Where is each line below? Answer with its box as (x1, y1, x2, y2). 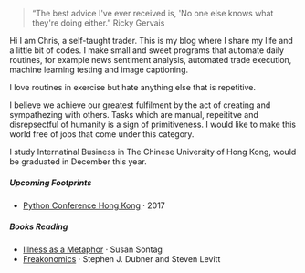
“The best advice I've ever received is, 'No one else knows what (31, 8, 274, 18)
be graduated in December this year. (9, 156, 148, 167)
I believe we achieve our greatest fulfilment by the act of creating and (9, 100, 271, 110)
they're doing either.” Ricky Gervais (31, 17, 165, 28)
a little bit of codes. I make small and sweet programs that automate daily (9, 45, 285, 56)
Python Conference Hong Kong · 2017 (22, 200, 166, 211)
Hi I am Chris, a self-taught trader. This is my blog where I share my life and (9, 36, 294, 46)
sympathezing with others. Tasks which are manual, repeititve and (9, 110, 258, 120)
